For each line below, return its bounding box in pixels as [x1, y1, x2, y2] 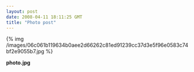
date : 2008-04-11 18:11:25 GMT [6, 14, 83, 20]
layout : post [6, 8, 38, 15]
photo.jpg [6, 59, 30, 66]
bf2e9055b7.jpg [6, 48, 45, 55]
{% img [6, 36, 24, 43]
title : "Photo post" [6, 19, 57, 25]
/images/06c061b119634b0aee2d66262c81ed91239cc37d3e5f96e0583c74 [6, 42, 189, 49]
